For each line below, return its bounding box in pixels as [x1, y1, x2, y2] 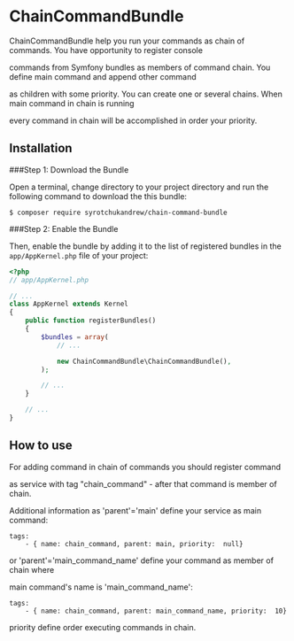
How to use [9, 438, 73, 453]
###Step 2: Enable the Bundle [9, 223, 119, 234]
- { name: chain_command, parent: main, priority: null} [25, 539, 244, 548]
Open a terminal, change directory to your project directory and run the [9, 181, 269, 192]
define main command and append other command [9, 71, 197, 81]
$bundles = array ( [41, 332, 109, 342]
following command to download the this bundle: [9, 190, 188, 201]
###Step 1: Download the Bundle [9, 164, 129, 174]
